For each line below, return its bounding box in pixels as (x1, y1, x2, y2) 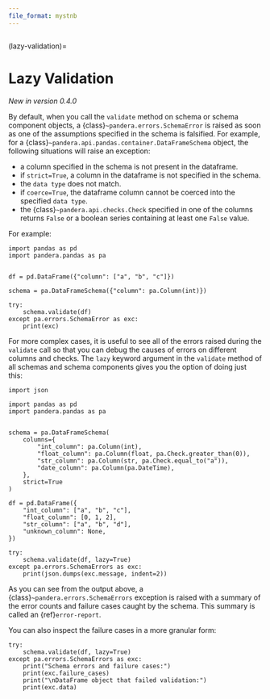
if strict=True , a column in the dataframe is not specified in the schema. (19, 170, 261, 180)
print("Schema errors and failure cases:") (23, 662, 172, 670)
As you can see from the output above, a (8, 584, 143, 593)
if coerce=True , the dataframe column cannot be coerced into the (19, 187, 235, 197)
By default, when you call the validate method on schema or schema (8, 111, 239, 121)
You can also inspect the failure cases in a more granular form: (8, 625, 217, 634)
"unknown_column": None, (23, 527, 106, 535)
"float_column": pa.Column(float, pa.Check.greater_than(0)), (37, 450, 251, 458)
